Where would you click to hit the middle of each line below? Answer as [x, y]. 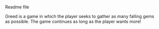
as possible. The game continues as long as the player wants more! [73, 22]
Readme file [17, 7]
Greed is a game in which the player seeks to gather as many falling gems [80, 16]
